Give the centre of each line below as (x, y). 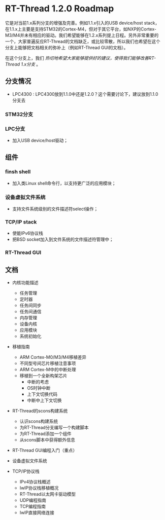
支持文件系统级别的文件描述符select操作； (55, 209)
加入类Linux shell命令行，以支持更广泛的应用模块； (64, 183)
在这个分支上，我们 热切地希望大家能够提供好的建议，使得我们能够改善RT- (81, 58)
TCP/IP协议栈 (26, 471)
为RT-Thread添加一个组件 (46, 433)
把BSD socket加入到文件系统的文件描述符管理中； (63, 239)
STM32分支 (19, 114)
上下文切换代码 (42, 394)
